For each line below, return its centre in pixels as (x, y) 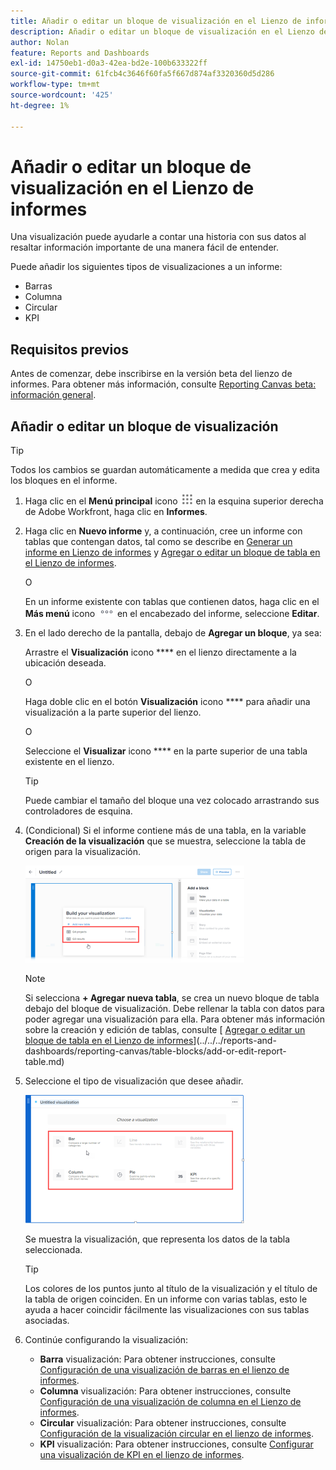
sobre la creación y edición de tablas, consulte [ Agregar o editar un (165, 1030)
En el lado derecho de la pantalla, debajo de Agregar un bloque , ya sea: (173, 633)
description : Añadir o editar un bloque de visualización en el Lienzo (162, 31)
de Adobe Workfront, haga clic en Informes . (116, 512)
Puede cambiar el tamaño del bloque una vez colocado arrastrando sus (172, 801)
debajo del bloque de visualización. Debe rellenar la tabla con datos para (174, 1009)
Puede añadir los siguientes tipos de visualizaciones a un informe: (146, 267)
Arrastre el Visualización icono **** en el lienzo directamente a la (160, 652)
